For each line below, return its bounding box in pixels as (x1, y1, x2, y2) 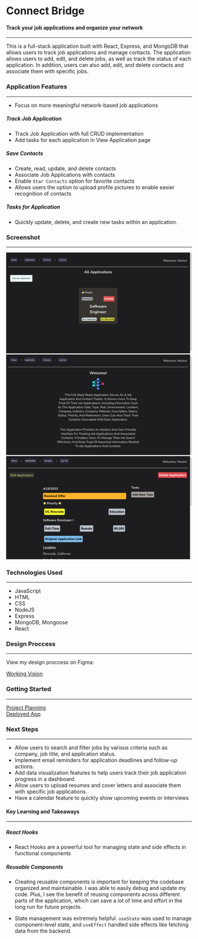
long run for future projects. (14, 904, 82, 911)
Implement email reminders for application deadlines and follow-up (14, 757, 178, 763)
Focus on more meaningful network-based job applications (14, 102, 159, 109)
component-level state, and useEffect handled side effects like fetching (14, 921, 189, 928)
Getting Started (6, 685, 51, 693)
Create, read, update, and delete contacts (14, 164, 116, 172)
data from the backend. (14, 927, 72, 935)
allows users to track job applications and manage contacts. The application (6, 49, 191, 56)
